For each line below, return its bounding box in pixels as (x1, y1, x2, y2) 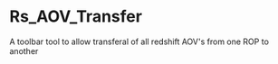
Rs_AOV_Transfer (9, 6, 143, 27)
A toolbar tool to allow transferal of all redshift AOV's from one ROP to (9, 36, 270, 47)
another (9, 45, 39, 56)
